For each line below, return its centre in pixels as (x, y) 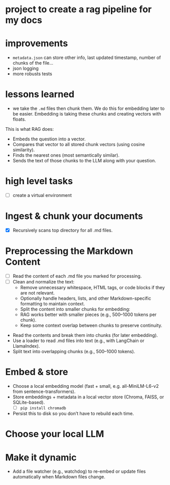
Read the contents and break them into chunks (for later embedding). (85, 335)
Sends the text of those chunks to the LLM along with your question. (84, 161)
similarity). (24, 150)
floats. (19, 119)
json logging (26, 68)
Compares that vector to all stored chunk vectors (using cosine (79, 145)
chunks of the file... (33, 63)
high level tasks (39, 181)
